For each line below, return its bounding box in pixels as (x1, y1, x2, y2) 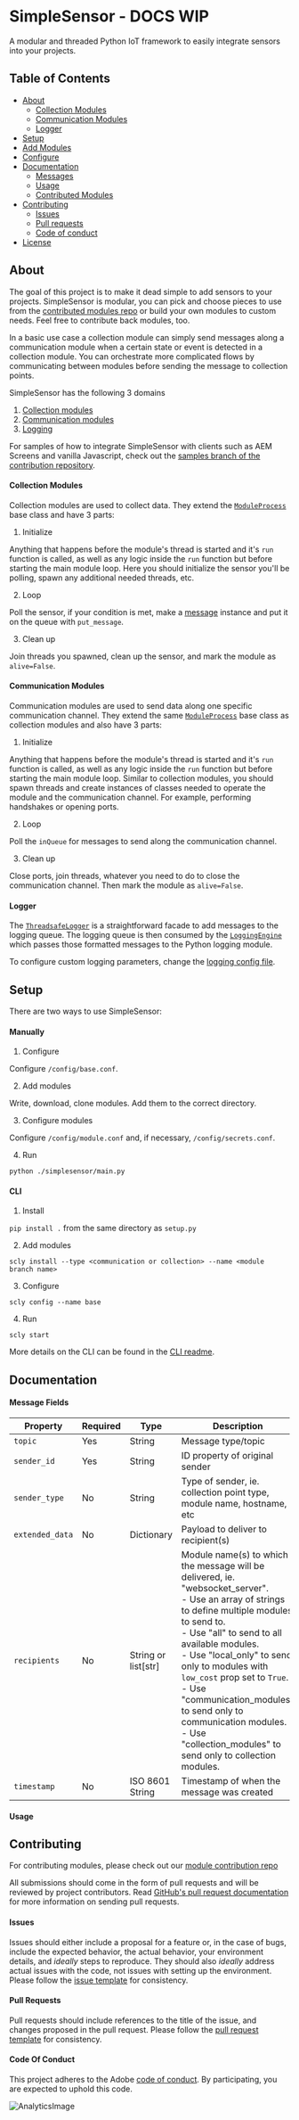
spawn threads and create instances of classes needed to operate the (9, 782, 266, 793)
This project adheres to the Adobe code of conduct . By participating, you (9, 2075, 278, 2084)
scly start (9, 1331, 50, 1340)
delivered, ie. (181, 1571, 236, 1583)
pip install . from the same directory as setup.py (9, 1223, 198, 1234)
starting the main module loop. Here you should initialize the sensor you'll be (9, 563, 290, 573)
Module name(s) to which (181, 1549, 289, 1561)
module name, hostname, (181, 1497, 287, 1509)
